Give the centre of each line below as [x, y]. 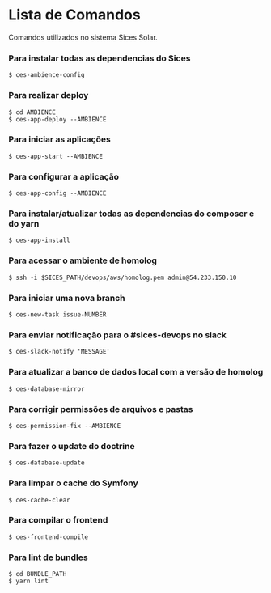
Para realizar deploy [49, 95]
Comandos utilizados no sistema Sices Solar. [83, 37]
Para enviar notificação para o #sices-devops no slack [117, 335]
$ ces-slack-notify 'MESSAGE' [59, 352]
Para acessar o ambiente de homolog [83, 260]
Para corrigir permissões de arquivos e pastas [101, 409]
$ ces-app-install [39, 240]
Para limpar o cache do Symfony [74, 483]
